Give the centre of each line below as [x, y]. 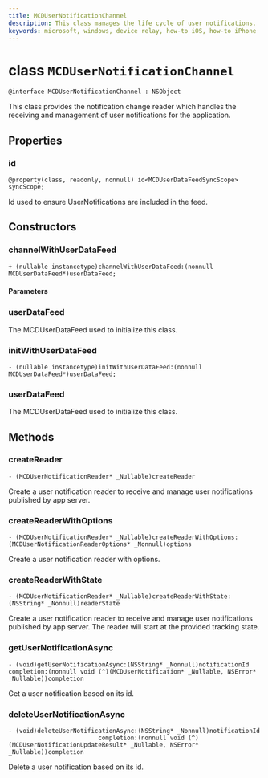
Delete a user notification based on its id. [76, 767]
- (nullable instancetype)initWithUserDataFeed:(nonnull [106, 367]
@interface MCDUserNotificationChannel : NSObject [95, 92]
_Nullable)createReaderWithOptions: [177, 538]
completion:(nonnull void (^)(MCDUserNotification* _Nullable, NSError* [132, 671]
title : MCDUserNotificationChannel [68, 16]
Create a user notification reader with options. [84, 560]
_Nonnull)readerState [84, 604]
